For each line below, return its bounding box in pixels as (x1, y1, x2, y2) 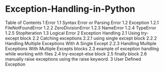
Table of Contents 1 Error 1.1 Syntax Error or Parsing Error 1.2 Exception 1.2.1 (5, 20, 159, 25)
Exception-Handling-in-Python (5, 3, 135, 15)
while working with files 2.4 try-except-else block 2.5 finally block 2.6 (5, 50, 147, 57)
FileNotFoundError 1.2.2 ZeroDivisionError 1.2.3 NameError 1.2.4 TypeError (5, 24, 157, 30)
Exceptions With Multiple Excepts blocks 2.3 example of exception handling (5, 46, 159, 51)
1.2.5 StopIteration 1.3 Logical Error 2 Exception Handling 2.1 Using (5, 30, 140, 36)
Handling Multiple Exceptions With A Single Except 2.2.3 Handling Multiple (5, 40, 157, 46)
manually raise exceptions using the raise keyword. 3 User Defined (5, 56, 141, 62)
